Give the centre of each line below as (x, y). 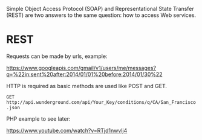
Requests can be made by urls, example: (57, 56)
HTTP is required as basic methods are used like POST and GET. (87, 86)
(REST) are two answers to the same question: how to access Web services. (101, 15)
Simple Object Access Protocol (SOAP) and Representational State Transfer (100, 9)
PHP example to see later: (38, 119)
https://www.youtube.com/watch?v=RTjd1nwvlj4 (67, 130)
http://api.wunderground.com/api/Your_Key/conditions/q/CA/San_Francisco (101, 102)
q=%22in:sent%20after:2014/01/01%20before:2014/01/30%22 (84, 74)
